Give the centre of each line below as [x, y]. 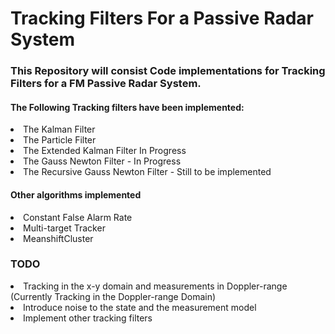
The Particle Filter [60, 140]
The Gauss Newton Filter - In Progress [102, 161]
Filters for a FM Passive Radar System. [106, 84]
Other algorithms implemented [76, 194]
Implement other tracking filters [88, 318]
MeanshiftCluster [58, 238]
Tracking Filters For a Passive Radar [162, 18]
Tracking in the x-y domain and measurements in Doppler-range [155, 286]
